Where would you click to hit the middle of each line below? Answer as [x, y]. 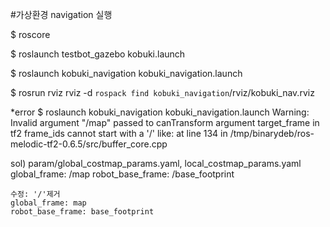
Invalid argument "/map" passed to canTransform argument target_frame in [165, 122]
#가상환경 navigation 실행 [61, 14]
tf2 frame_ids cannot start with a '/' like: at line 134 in [119, 133]
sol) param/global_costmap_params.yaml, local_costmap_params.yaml [156, 163]
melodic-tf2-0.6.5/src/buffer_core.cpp [89, 144]
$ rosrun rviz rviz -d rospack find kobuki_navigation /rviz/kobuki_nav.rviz [162, 92]
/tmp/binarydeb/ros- [272, 133]
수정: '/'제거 [35, 194]
